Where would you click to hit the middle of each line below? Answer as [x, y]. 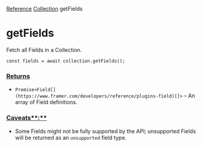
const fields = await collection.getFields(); [66, 61]
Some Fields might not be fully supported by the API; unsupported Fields [105, 131]
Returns [18, 76]
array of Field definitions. [46, 102]
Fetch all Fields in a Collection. [44, 50]
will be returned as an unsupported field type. [71, 137]
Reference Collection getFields [45, 9]
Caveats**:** [27, 118]
